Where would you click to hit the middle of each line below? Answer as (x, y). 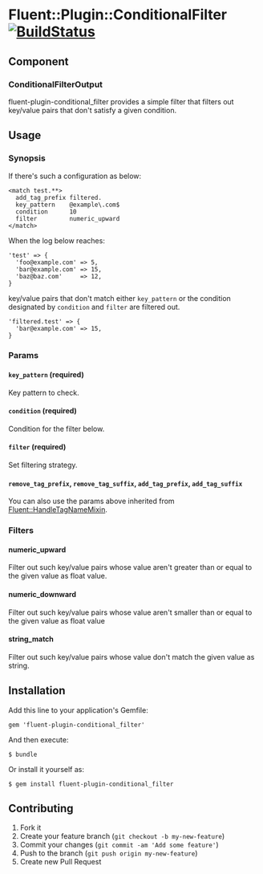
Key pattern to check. (44, 392)
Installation (37, 691)
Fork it (30, 827)
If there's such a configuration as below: (75, 176)
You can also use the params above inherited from (91, 501)
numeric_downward (42, 595)
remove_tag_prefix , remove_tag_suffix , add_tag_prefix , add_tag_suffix (125, 483)
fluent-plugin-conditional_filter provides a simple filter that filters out (121, 101)
